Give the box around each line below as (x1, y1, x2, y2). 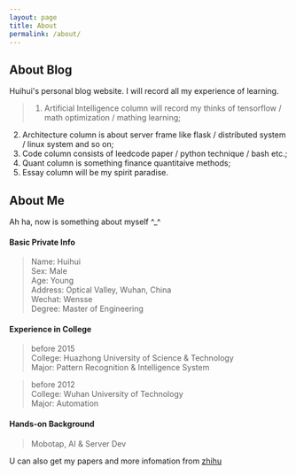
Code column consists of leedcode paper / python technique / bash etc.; (21, 148, 288, 160)
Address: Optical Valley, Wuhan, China (30, 284, 172, 295)
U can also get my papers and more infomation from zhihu (9, 456, 222, 466)
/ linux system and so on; (21, 139, 114, 150)
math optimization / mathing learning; (43, 113, 182, 123)
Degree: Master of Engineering (30, 303, 144, 315)
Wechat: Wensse (30, 294, 93, 305)
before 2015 (30, 343, 75, 354)
